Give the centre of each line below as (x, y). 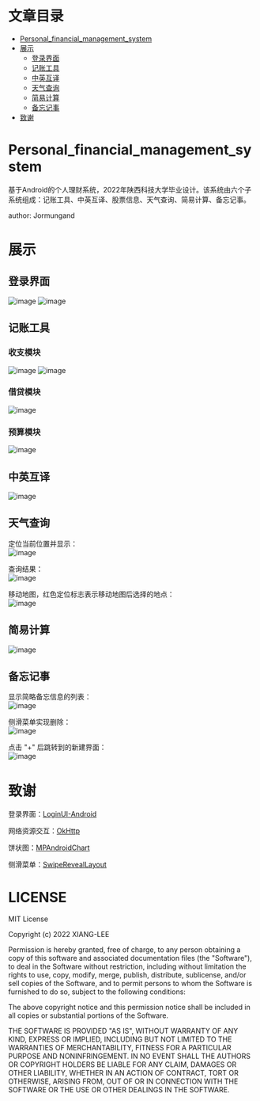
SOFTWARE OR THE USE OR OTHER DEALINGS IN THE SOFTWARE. (119, 1090)
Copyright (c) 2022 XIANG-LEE (59, 935)
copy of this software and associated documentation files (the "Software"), (130, 958)
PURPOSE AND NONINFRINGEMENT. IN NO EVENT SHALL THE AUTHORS (130, 1056)
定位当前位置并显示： (43, 543)
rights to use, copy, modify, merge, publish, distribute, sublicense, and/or (127, 975)
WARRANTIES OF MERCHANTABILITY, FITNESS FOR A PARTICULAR (120, 1048)
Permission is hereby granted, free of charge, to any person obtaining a (124, 950)
